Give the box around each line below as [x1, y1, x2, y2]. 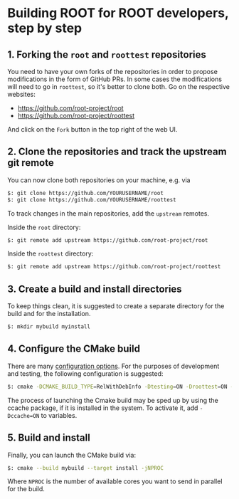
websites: [7, 90, 36, 98]
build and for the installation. [7, 310, 91, 318]
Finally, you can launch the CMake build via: [7, 451, 137, 459]
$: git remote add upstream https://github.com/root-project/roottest [7, 263, 221, 270]
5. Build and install [7, 432, 90, 444]
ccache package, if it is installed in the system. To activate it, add [7, 404, 198, 412]
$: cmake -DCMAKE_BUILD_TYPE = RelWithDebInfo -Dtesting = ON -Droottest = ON [7, 383, 228, 390]
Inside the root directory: [7, 223, 81, 231]
